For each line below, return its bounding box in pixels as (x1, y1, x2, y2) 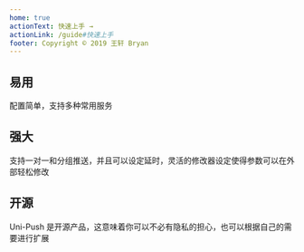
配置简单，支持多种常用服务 (9, 101, 113, 111)
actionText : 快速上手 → (9, 22, 93, 31)
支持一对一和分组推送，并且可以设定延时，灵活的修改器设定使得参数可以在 (9, 155, 287, 166)
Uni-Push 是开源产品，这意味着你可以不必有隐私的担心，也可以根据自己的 (9, 221, 285, 232)
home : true (9, 13, 51, 23)
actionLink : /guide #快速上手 (9, 30, 114, 39)
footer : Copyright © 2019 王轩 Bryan (9, 38, 149, 48)
